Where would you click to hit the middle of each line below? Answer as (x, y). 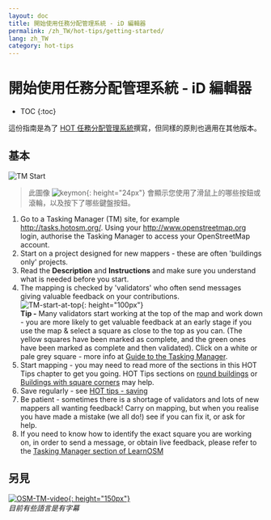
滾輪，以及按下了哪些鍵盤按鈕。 (81, 202)
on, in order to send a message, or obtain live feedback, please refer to (138, 442)
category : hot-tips (41, 46)
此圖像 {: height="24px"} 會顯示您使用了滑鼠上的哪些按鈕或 (144, 192)
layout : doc (28, 16)
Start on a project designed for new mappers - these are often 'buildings (141, 253)
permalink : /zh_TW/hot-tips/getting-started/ (86, 31)
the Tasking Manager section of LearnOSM (92, 450)
